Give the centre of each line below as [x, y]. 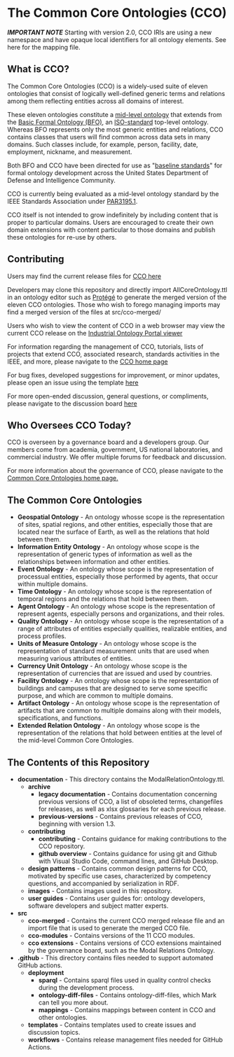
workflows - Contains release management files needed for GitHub [125, 1039]
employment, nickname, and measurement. [70, 151]
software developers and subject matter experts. [98, 906]
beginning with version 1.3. [77, 824]
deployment [46, 973]
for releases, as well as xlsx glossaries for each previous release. [132, 809]
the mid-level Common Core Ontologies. [76, 740]
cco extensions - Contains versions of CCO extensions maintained [125, 943]
